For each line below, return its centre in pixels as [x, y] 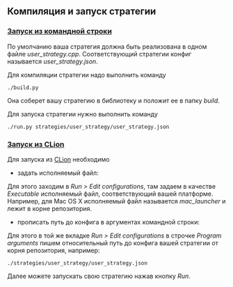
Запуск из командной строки [60, 31]
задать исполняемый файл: [58, 173]
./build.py [23, 87]
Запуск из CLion [36, 144]
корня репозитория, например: [54, 250]
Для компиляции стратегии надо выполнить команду [87, 75]
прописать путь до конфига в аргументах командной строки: [109, 222]
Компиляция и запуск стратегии [82, 11]
